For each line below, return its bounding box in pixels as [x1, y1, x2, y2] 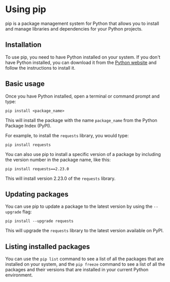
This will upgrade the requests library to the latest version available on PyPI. [5, 228, 164, 234]
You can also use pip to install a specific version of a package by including [5, 151, 161, 157]
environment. [5, 272, 33, 278]
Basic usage [5, 80, 45, 88]
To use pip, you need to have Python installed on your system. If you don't [5, 54, 161, 60]
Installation [5, 41, 42, 49]
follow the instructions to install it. [5, 65, 76, 71]
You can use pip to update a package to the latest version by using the [5, 203, 153, 209]
